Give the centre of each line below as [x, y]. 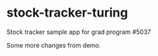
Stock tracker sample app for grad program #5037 [79, 32]
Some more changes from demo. [54, 45]
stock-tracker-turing [67, 13]
